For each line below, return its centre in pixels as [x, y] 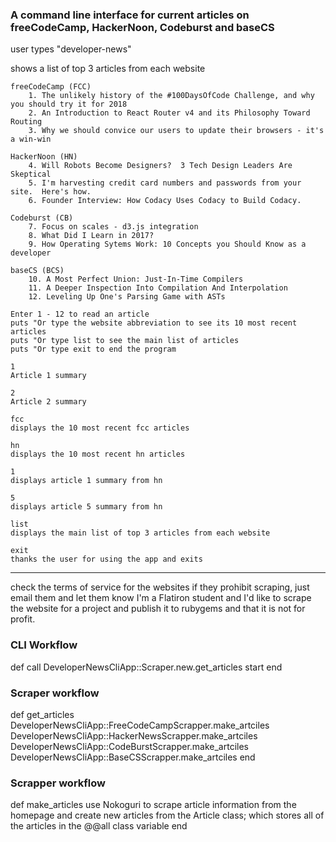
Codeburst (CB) [42, 218]
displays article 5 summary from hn [86, 507]
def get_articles [42, 714]
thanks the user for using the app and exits [106, 559]
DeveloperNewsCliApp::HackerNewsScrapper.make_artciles [134, 735]
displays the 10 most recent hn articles [98, 454]
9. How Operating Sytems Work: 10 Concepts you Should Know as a [167, 244]
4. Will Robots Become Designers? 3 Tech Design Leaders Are [160, 166]
